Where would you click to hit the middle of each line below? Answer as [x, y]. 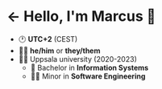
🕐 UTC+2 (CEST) [48, 38]
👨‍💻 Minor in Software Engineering [88, 76]
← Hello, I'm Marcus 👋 [81, 16]
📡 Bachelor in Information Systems [89, 67]
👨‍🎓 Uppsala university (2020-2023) [77, 59]
